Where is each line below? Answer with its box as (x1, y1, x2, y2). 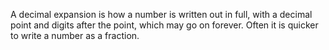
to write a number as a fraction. (10, 30, 140, 41)
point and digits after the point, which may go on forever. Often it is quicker (10, 19, 319, 31)
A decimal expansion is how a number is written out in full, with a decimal (10, 9, 313, 20)
